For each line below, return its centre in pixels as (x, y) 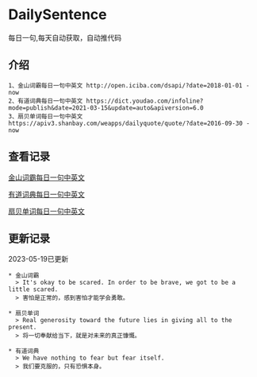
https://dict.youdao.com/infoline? (145, 101)
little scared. (33, 290)
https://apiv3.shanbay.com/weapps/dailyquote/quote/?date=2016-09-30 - (129, 123)
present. (23, 328)
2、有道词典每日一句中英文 (46, 101)
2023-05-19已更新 (38, 259)
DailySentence (58, 15)
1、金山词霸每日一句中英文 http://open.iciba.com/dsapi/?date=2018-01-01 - (129, 85)
